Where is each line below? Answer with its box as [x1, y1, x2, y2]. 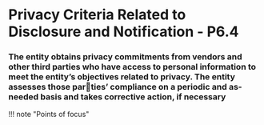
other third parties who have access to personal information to [8, 62, 257, 73]
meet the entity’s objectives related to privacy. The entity [8, 71, 236, 83]
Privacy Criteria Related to [8, 6, 186, 24]
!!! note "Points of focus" [8, 110, 90, 119]
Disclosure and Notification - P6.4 [8, 22, 239, 41]
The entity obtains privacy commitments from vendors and [8, 51, 242, 62]
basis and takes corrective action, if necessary [39, 91, 226, 103]
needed [8, 91, 39, 103]
